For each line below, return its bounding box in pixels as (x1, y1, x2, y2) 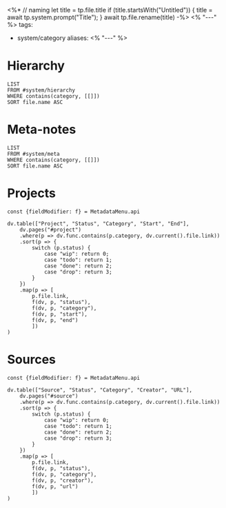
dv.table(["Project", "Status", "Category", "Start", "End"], (7, 220, 189, 227)
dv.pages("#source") (19, 392, 79, 399)
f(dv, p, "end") (32, 316, 79, 323)
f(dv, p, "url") (32, 482, 79, 490)
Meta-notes (7, 122, 76, 137)
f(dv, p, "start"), (32, 310, 88, 318)
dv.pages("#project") (19, 226, 81, 233)
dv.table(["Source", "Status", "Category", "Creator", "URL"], (7, 386, 193, 394)
